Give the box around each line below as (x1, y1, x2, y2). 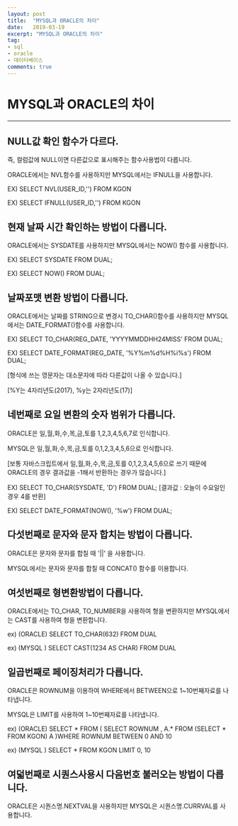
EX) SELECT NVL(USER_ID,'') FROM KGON (7, 185, 132, 193)
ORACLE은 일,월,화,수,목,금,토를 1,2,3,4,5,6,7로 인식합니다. (7, 429, 170, 437)
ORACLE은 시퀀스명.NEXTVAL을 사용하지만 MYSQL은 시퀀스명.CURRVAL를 (7, 802, 218, 810)
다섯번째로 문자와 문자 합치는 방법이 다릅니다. (7, 529, 193, 541)
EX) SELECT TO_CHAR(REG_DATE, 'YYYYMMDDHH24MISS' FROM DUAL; (7, 335, 223, 343)
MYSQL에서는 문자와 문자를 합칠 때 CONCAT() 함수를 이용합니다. (7, 564, 189, 572)
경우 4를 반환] (7, 492, 46, 500)
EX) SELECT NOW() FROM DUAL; (7, 269, 105, 278)
